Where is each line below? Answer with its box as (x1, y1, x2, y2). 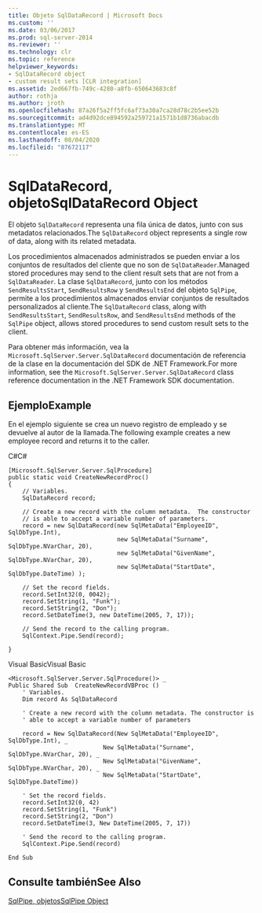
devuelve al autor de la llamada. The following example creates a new (8, 428, 231, 438)
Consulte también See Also (8, 875, 141, 889)
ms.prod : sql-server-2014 (8, 33, 93, 42)
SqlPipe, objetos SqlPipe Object (8, 896, 109, 905)
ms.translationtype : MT (8, 121, 86, 129)
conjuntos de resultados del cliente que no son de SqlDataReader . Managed (8, 261, 249, 270)
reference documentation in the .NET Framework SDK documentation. (8, 375, 235, 386)
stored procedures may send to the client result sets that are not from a (8, 268, 239, 278)
